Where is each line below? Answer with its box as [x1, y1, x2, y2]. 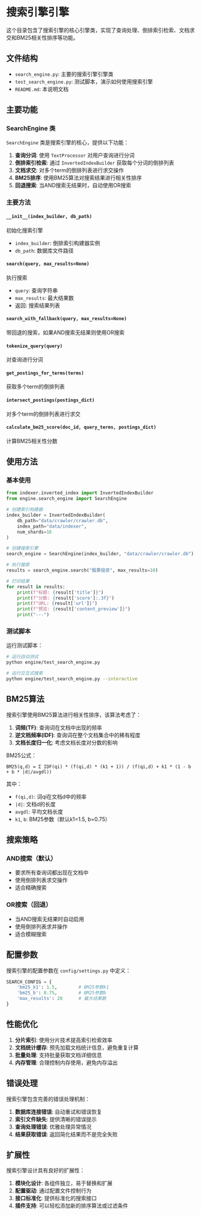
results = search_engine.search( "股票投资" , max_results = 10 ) [6, 567, 159, 574]
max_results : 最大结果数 [14, 294, 74, 301]
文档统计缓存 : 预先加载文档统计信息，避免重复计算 [14, 1044, 139, 1051]
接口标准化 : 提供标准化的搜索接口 [14, 1195, 97, 1202]
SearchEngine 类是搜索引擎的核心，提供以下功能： [6, 139, 129, 146]
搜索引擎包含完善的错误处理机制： [6, 1095, 90, 1103]
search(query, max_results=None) [6, 261, 90, 267]
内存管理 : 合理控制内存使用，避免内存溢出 [14, 1059, 118, 1066]
